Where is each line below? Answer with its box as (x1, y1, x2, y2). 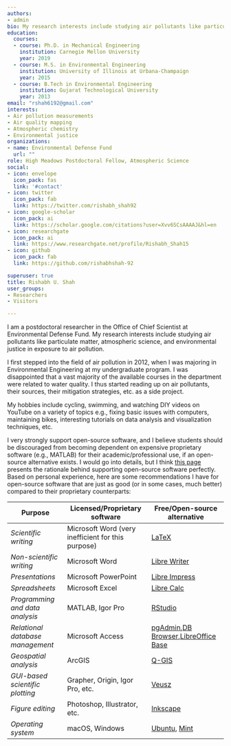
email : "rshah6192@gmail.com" (7, 100, 94, 107)
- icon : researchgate (7, 228, 69, 235)
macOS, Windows (67, 724, 125, 734)
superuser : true (7, 272, 54, 279)
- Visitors (7, 298, 38, 305)
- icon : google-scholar (7, 209, 76, 216)
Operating (10, 719, 43, 729)
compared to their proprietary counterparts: (7, 487, 131, 496)
